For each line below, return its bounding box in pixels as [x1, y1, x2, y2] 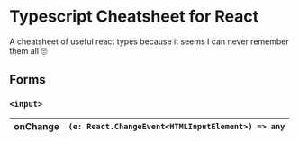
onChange [14, 119, 60, 132]
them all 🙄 [9, 45, 48, 56]
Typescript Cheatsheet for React [9, 6, 259, 27]
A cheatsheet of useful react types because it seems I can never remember [9, 36, 290, 47]
